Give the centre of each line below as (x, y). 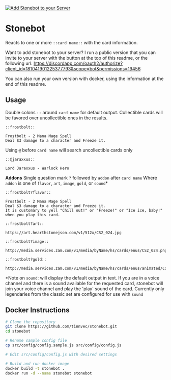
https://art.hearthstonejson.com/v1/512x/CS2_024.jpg (64, 233)
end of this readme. (26, 84)
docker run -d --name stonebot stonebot (49, 373)
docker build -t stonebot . (35, 368)
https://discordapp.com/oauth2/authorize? (78, 63)
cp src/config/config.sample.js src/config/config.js (64, 345)
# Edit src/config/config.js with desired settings (61, 354)
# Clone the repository (31, 322)
